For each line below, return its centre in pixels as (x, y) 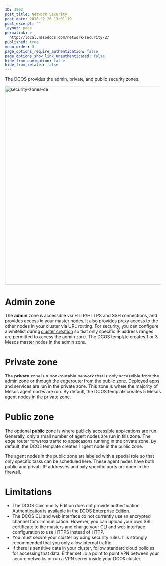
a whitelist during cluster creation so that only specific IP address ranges (79, 332)
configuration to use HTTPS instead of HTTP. (58, 532)
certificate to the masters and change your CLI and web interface (79, 527)
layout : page (19, 28)
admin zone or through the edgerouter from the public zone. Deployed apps (82, 381)
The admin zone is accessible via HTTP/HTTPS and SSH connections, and (81, 316)
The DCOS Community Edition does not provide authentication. (77, 505)
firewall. (13, 472)
